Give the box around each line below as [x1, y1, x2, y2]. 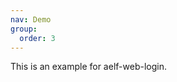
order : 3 [19, 33, 56, 43]
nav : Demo [10, 14, 52, 25]
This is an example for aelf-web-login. [10, 61, 167, 73]
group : [10, 24, 38, 34]
